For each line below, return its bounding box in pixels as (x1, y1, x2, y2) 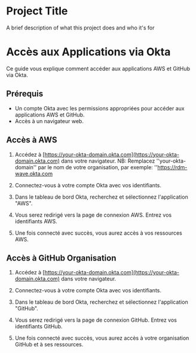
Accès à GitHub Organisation (6, 253, 117, 263)
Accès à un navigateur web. (14, 117, 84, 124)
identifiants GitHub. (14, 323, 63, 330)
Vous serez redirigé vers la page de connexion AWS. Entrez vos (14, 211, 172, 219)
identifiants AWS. (14, 217, 58, 225)
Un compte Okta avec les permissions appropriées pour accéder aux (14, 104, 185, 112)
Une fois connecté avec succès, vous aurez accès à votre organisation (14, 334, 189, 342)
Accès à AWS (6, 135, 57, 145)
